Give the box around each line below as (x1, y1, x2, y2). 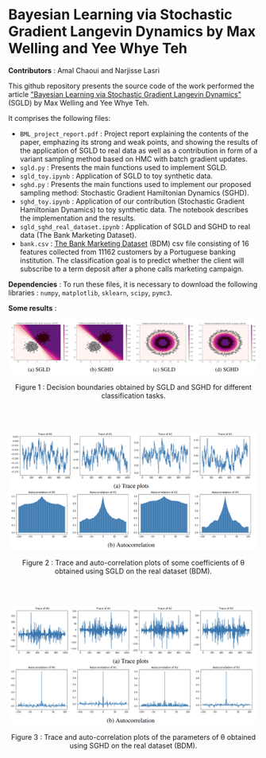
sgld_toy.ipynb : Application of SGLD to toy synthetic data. (19, 171, 213, 181)
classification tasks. (101, 391, 166, 400)
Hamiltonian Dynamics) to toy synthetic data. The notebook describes (19, 204, 249, 214)
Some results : (8, 303, 57, 313)
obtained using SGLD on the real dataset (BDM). (54, 566, 213, 576)
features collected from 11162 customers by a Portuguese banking (19, 247, 236, 256)
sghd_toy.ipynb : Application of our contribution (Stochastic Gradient (19, 196, 245, 206)
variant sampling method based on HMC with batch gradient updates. (19, 154, 249, 164)
